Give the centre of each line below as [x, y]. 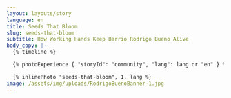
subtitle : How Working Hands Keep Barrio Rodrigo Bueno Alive [98, 39]
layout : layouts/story [39, 13]
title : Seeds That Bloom [42, 26]
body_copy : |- [27, 46]
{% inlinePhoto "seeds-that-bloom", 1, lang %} [82, 77]
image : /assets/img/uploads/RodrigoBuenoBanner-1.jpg [86, 84]
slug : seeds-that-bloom [41, 33]
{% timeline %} [34, 52]
